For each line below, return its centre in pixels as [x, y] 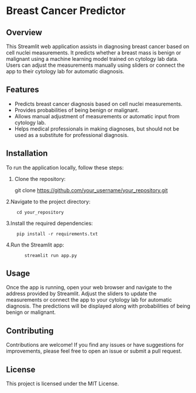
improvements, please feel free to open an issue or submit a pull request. [94, 351]
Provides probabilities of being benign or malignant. [77, 110]
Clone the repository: [40, 179]
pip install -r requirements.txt [57, 234]
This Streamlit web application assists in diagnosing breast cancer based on [98, 46]
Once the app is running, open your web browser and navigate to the [89, 288]
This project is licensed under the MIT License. [63, 384]
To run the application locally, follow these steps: [65, 168]
